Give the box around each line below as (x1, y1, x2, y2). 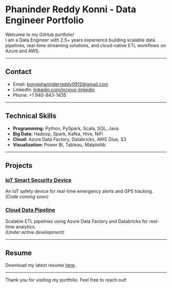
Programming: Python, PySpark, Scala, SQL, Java (12, 125, 119, 131)
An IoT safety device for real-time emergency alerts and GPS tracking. (5, 188, 154, 194)
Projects (5, 161, 33, 170)
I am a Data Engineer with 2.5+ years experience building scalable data (5, 37, 155, 43)
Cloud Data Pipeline (5, 207, 55, 214)
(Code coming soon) (5, 194, 49, 200)
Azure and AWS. (5, 48, 40, 54)
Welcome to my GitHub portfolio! (5, 31, 74, 37)
